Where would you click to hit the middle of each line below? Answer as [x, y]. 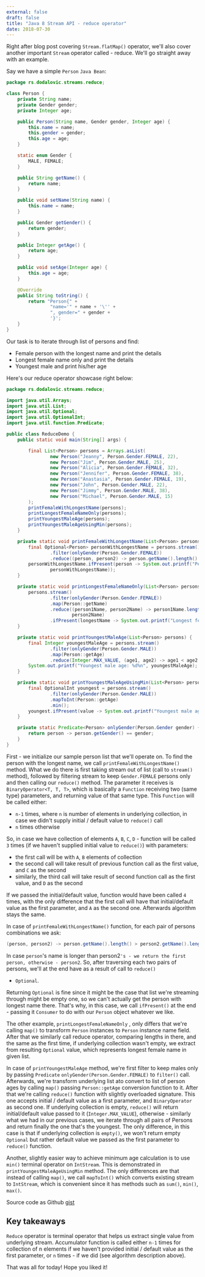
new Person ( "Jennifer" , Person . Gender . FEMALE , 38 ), [117, 474]
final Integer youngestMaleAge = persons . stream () [94, 643]
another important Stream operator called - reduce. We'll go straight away [99, 53]
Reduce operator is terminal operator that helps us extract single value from [100, 1236]
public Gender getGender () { [54, 223]
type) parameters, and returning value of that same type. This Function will [100, 795]
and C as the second [41, 870]
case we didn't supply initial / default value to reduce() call [89, 820]
